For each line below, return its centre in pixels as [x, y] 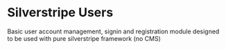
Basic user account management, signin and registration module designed [113, 31]
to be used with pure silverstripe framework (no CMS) [84, 38]
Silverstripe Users [60, 13]
